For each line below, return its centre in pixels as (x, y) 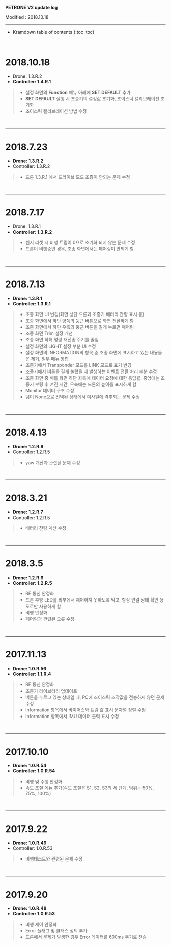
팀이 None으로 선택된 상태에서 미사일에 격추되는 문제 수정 (82, 397)
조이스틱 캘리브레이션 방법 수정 (56, 111)
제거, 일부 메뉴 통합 (50, 359)
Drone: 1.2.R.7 (28, 512)
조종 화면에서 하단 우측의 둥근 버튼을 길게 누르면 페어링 (80, 327)
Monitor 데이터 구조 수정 (50, 390)
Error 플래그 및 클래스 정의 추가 (56, 931)
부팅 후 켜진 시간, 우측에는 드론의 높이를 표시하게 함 (86, 384)
